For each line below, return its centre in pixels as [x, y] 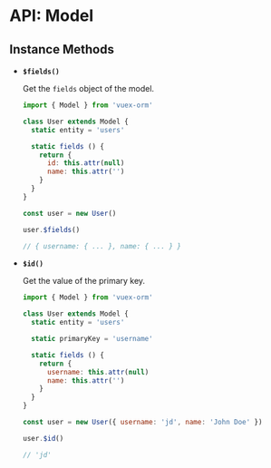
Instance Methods [62, 49]
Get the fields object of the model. [88, 88]
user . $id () [43, 438]
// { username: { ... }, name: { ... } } [102, 246]
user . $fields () [51, 229]
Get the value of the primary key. [84, 281]
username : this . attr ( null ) [98, 372]
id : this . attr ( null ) [86, 163]
